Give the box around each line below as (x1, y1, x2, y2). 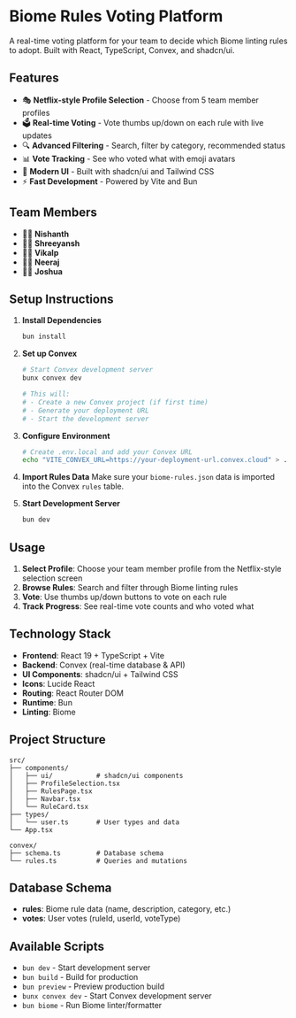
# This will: (21, 389, 71, 398)
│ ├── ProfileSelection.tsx (9, 779, 121, 788)
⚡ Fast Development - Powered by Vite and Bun (21, 175, 198, 187)
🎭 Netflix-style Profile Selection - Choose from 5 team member (21, 95, 259, 105)
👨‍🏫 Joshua (21, 266, 64, 276)
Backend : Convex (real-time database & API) (21, 659, 186, 670)
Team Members (9, 205, 97, 220)
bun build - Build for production (21, 972, 139, 983)
